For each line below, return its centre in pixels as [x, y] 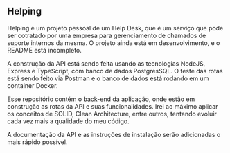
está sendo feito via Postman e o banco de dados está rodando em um [108, 78]
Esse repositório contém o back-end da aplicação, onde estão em [101, 99]
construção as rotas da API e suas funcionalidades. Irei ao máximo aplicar [113, 106]
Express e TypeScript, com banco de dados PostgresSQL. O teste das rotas [115, 71]
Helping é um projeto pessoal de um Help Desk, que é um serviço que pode [115, 28]
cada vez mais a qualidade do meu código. [68, 121]
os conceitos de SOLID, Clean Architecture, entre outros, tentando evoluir [112, 114]
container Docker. [33, 85]
